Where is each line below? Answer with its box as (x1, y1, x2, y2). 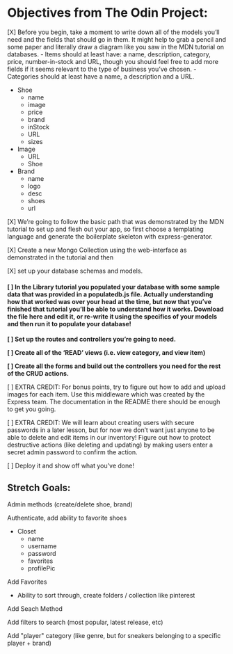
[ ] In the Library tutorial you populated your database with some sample (7, 282, 220, 291)
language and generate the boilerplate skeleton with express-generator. (7, 232, 214, 241)
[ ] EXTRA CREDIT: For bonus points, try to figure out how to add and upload (7, 383, 226, 391)
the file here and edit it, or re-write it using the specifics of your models (7, 312, 218, 321)
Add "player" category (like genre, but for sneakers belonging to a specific (7, 631, 221, 639)
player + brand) (7, 639, 52, 647)
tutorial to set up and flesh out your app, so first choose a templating (7, 225, 204, 233)
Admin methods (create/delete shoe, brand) (7, 500, 134, 509)
